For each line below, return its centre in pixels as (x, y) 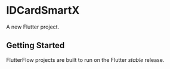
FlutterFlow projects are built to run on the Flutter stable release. (85, 59)
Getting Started (35, 46)
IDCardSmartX (43, 10)
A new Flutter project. (33, 27)
